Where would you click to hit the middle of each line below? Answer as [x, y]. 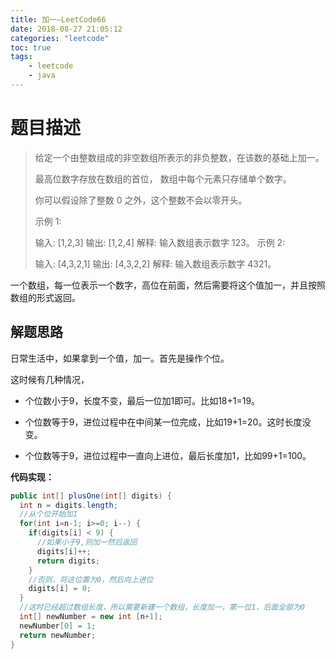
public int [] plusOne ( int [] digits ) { [91, 496]
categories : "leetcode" [60, 38]
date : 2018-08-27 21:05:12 [66, 29]
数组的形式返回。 [45, 297]
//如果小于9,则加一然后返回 [87, 542]
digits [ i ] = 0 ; [60, 589]
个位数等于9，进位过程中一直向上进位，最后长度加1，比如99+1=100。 [168, 455]
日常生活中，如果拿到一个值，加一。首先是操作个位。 [120, 358]
